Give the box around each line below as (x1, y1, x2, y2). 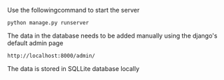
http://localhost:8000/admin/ (7, 52, 96, 59)
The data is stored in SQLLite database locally (7, 65, 140, 72)
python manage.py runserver (7, 19, 90, 26)
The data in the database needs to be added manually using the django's (7, 31, 218, 40)
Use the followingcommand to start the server (7, 6, 140, 14)
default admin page (7, 39, 64, 47)
